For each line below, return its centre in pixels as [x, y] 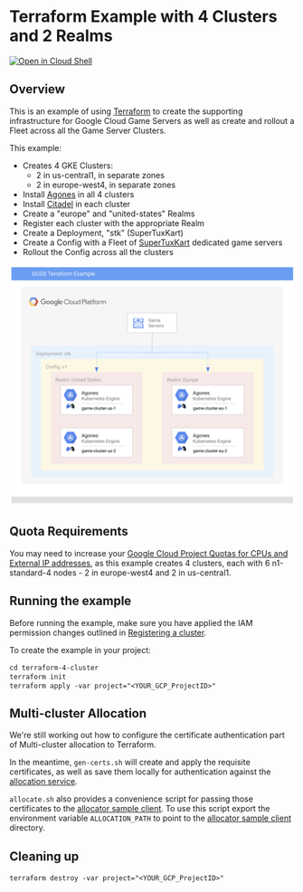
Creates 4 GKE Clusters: [67, 166]
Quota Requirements [69, 531]
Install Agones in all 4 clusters [78, 194]
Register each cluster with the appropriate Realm [114, 223]
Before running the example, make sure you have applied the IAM [131, 622]
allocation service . [44, 782]
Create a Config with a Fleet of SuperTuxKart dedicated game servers [152, 242]
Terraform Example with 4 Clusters [143, 17]
